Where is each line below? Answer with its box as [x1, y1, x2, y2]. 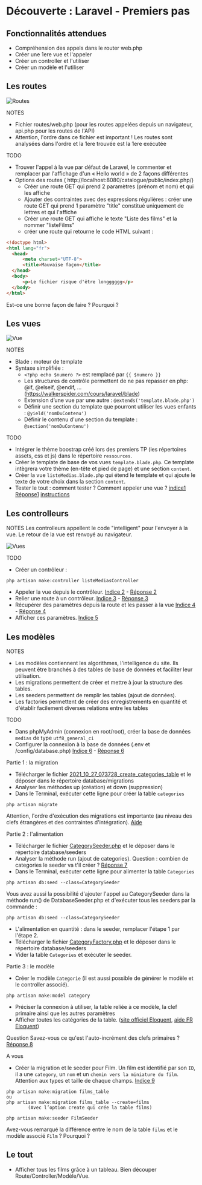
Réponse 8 [6, 1041, 33, 1048]
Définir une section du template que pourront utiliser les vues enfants [24, 403, 197, 410]
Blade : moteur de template [14, 358, 83, 366]
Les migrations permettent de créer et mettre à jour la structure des [14, 679, 183, 686]
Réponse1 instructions [14, 491, 70, 498]
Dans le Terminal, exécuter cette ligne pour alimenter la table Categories [14, 868, 195, 875]
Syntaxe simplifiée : [14, 364, 65, 372]
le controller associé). [14, 981, 69, 988]
